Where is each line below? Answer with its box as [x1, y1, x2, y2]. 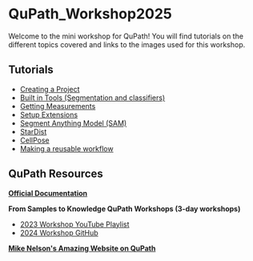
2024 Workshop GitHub [19, 227, 98, 237]
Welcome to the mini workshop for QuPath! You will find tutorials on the [8, 31, 244, 41]
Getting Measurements [19, 101, 96, 110]
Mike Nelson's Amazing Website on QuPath [8, 243, 156, 253]
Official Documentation [8, 188, 88, 198]
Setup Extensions [19, 110, 78, 119]
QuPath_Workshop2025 [8, 5, 172, 23]
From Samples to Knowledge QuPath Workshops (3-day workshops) [8, 203, 241, 213]
